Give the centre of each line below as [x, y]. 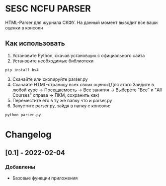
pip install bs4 [22, 70]
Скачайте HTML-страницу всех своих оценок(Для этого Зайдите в [83, 84]
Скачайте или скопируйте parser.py [50, 79]
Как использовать [35, 44]
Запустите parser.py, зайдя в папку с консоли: [61, 106]
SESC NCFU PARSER [48, 9]
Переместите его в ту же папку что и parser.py [62, 100]
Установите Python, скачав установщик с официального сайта [79, 55]
